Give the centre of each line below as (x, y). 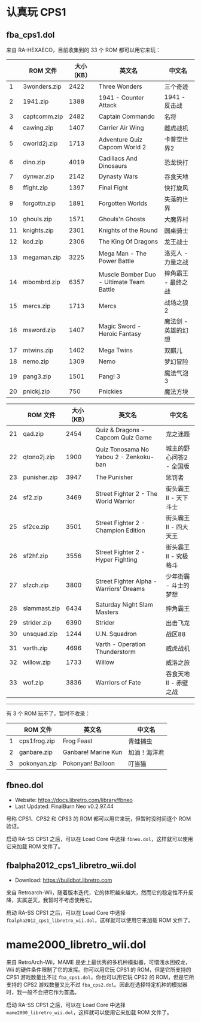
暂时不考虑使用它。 (71, 900)
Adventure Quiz (121, 140)
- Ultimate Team (122, 282)
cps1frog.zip (37, 741)
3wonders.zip (42, 86)
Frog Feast (77, 741)
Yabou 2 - (110, 457)
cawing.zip (38, 128)
